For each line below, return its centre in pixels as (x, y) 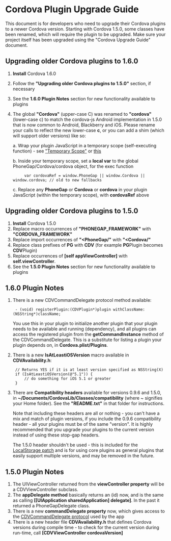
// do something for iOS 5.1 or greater (67, 379)
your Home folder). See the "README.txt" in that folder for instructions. (88, 403)
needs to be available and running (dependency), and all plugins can (84, 329)
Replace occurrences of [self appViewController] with (70, 255)
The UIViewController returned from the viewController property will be (88, 484)
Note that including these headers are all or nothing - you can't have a (86, 414)
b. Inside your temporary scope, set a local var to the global (76, 161)
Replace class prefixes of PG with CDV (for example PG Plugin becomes (88, 245)
